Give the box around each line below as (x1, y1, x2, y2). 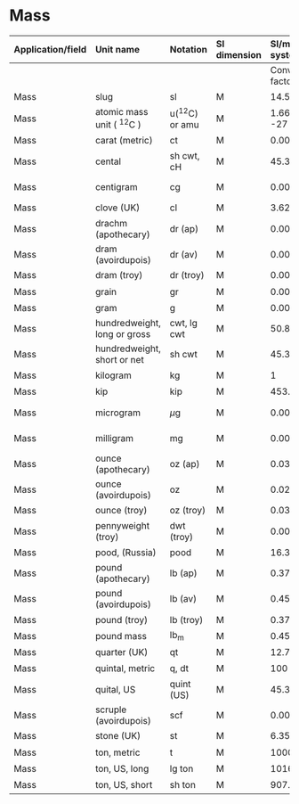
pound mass (94, 629, 147, 642)
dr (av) (169, 248, 198, 260)
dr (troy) (169, 269, 205, 282)
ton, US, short (94, 779, 153, 792)
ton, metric (94, 746, 141, 759)
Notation (169, 43, 207, 55)
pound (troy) (94, 613, 149, 626)
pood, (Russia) (94, 546, 158, 558)
